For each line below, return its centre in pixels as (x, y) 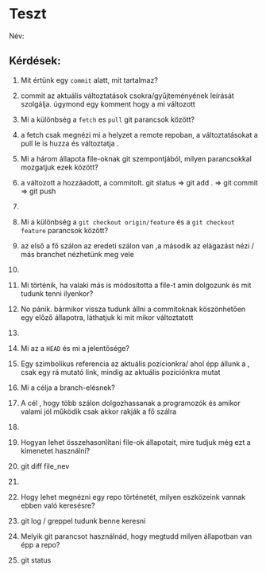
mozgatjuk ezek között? (59, 167)
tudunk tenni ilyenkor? (57, 293)
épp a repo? (40, 544)
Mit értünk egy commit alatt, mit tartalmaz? (89, 80)
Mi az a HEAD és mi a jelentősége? (75, 348)
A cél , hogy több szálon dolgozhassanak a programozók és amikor (130, 403)
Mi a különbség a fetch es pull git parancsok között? (108, 119)
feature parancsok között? (64, 230)
